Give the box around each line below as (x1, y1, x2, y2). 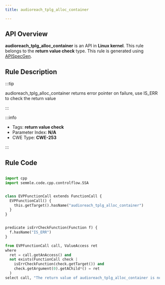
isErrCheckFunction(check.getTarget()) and (14, 262, 105, 267)
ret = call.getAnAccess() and (9, 252, 71, 257)
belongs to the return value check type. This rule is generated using (5, 48, 144, 54)
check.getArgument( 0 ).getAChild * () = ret (14, 266, 100, 271)
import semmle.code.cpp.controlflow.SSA (5, 180, 89, 185)
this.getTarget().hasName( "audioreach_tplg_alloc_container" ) (14, 203, 144, 208)
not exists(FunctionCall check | (9, 257, 78, 262)
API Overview (5, 30, 48, 38)
